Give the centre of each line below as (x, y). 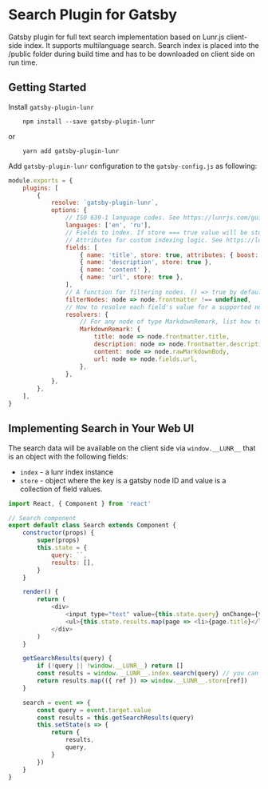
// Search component (43, 518)
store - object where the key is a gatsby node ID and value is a (123, 480)
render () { (41, 592)
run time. (23, 62)
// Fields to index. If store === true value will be (156, 232)
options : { (69, 210)
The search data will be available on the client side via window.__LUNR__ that (132, 448)
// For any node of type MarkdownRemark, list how (165, 322)
